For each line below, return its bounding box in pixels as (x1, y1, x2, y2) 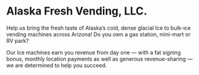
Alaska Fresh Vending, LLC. (6, 4, 148, 18)
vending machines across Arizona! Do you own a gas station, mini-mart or (6, 30, 191, 37)
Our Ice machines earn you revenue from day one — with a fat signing (6, 48, 181, 56)
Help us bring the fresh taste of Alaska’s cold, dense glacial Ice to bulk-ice (6, 24, 191, 31)
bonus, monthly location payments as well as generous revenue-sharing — (6, 55, 193, 62)
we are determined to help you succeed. (6, 62, 107, 69)
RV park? (6, 37, 29, 44)
